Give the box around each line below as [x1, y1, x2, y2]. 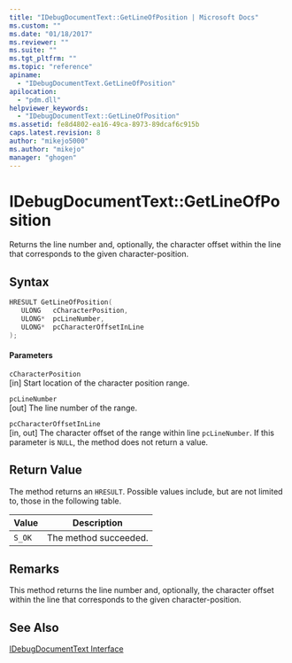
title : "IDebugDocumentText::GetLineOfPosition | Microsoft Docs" [9, 12, 259, 22]
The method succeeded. [47, 531, 149, 543]
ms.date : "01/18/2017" [9, 29, 93, 38]
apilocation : [9, 87, 58, 96]
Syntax [9, 274, 50, 289]
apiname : [9, 71, 42, 80]
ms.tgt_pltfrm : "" [9, 54, 77, 63]
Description [72, 516, 123, 528]
